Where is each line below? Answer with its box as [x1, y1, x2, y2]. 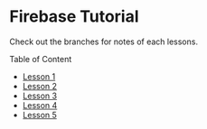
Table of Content [9, 53, 72, 64]
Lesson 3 [22, 90, 57, 101]
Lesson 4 [22, 99, 58, 110]
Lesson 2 [22, 80, 57, 91]
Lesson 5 [22, 109, 57, 120]
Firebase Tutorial [9, 6, 139, 27]
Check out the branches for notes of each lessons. [9, 36, 199, 47]
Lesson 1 [22, 70, 56, 82]
